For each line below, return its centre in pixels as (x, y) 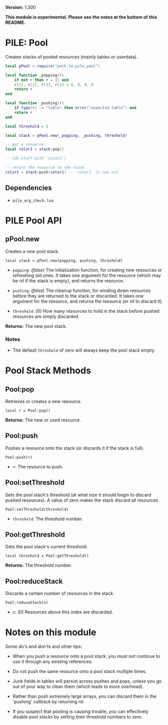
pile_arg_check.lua (33, 201)
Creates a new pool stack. (32, 251)
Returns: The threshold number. (39, 565)
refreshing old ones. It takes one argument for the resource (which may (87, 275)
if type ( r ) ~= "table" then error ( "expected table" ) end (75, 108)
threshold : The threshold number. (48, 519)
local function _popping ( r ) (35, 75)
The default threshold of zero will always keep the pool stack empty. (84, 350)
